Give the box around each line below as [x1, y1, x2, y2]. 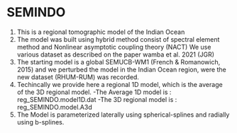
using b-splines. [16, 117, 65, 126]
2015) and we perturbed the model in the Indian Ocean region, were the [16, 65, 226, 74]
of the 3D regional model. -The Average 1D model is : [16, 88, 172, 96]
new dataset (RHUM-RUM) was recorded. [16, 72, 140, 81]
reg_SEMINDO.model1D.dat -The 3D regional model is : [16, 95, 177, 103]
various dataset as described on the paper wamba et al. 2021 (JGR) [16, 50, 214, 59]
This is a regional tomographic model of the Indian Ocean [16, 28, 185, 36]
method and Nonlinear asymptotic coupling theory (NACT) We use [16, 42, 211, 51]
